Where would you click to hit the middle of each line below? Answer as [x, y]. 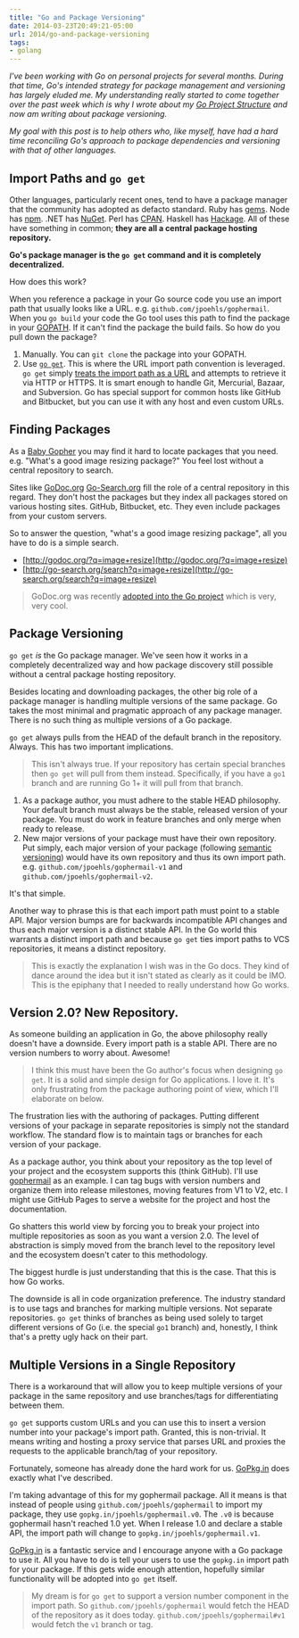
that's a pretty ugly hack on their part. [79, 1337]
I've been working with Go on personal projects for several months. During [146, 76]
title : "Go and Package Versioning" [77, 17]
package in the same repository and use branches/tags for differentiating [144, 1396]
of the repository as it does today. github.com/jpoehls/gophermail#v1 [158, 1615]
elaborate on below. [67, 1099]
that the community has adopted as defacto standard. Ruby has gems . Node [149, 209]
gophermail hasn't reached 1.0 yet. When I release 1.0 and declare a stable [146, 1524]
